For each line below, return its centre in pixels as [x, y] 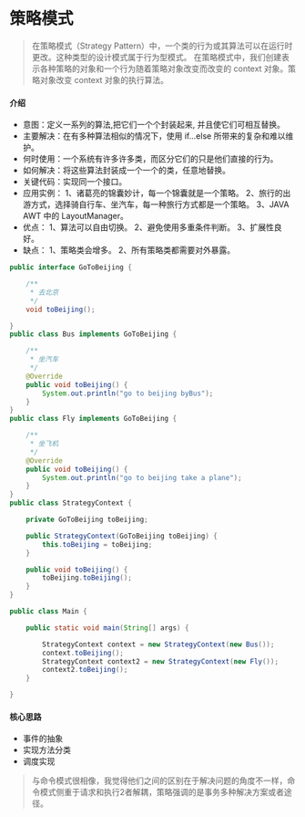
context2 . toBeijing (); [85, 670]
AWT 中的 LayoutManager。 [76, 216]
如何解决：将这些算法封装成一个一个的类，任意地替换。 [126, 171]
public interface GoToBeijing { [71, 267]
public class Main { [49, 612]
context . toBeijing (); [83, 653]
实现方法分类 [46, 750]
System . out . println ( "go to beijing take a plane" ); [142, 477]
